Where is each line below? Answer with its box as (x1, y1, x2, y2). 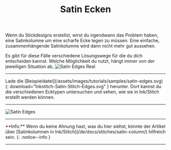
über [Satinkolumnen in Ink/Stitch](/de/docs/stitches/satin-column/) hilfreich (5, 129, 166, 135)
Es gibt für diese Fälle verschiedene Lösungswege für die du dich (5, 53, 143, 59)
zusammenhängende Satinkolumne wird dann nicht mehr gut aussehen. (5, 43, 156, 49)
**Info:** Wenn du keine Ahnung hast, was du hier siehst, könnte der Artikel (5, 123, 165, 130)
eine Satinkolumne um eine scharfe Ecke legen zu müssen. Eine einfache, (5, 37, 160, 44)
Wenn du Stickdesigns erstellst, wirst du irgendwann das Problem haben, (5, 32, 159, 39)
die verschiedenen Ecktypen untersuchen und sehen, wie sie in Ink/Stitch (5, 89, 159, 95)
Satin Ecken (60, 4, 111, 15)
